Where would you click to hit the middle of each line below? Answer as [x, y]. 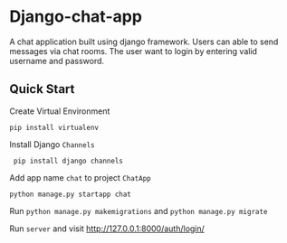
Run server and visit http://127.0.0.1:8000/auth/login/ [107, 229]
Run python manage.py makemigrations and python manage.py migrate [139, 210]
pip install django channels [68, 161]
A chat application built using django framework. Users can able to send [144, 42]
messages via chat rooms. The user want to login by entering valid [134, 51]
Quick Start [42, 89]
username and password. [57, 61]
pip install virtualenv [54, 127]
